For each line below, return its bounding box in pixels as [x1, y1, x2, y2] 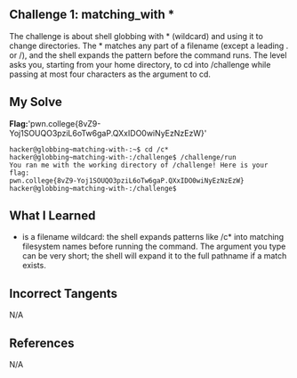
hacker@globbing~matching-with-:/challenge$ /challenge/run [9, 152, 237, 161]
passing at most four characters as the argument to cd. [9, 69, 212, 79]
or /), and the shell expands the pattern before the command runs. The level [9, 49, 287, 61]
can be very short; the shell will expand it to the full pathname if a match [21, 251, 287, 261]
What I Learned [9, 209, 96, 224]
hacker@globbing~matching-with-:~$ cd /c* [9, 144, 169, 154]
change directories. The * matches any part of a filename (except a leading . [9, 40, 289, 51]
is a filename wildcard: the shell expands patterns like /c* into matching [21, 232, 285, 242]
